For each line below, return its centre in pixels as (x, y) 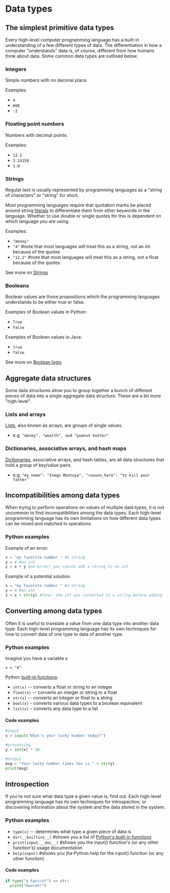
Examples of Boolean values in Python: (46, 312)
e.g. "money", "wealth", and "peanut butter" (61, 435)
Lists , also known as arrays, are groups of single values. (64, 426)
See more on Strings (27, 272)
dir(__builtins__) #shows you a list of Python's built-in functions (82, 837)
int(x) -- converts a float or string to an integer (63, 687)
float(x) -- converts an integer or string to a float (65, 693)
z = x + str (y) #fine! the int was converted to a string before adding (84, 596)
